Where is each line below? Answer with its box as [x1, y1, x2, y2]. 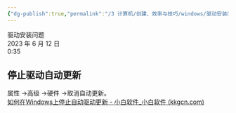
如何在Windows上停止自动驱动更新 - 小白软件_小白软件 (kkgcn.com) [7, 98, 205, 106]
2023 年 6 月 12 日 [7, 39, 60, 48]
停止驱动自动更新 [7, 69, 81, 81]
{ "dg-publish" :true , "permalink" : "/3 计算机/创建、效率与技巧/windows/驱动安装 [7, 10, 228, 18]
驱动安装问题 [7, 30, 44, 39]
